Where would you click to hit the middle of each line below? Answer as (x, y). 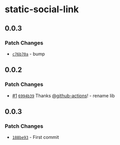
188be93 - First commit (35, 137)
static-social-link (42, 9)
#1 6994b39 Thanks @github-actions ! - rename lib (63, 95)
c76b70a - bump (28, 54)
